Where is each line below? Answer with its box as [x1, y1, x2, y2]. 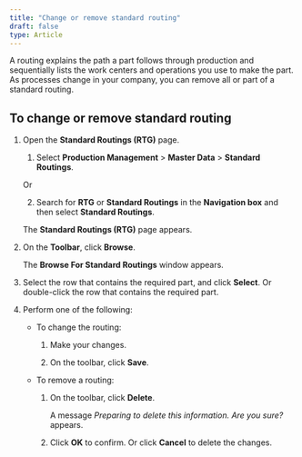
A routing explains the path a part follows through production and [9, 55, 255, 66]
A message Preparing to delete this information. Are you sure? [49, 410, 284, 421]
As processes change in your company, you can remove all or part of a [9, 75, 275, 85]
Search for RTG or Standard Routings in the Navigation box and [35, 197, 279, 208]
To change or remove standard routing [9, 110, 232, 125]
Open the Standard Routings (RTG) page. [22, 134, 180, 145]
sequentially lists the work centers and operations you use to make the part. [9, 65, 294, 75]
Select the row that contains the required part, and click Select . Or [22, 277, 272, 288]
